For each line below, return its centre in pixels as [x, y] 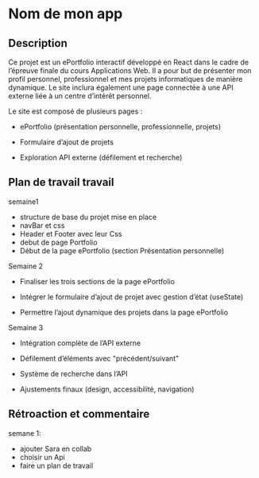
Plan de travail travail [61, 182]
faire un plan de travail [56, 465]
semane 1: [25, 433]
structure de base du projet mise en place [88, 217]
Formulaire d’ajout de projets [66, 142]
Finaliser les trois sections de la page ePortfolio [97, 281]
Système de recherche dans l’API [74, 373]
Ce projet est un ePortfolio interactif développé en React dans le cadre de [128, 62]
